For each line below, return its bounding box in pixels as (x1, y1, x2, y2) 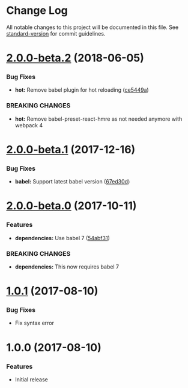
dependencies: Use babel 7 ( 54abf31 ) (14, 234, 110, 241)
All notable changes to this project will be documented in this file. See (6, 24, 179, 31)
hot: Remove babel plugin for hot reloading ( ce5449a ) (14, 86, 149, 94)
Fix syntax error (14, 319, 55, 326)
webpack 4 (14, 121, 43, 129)
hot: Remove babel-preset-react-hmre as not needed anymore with (14, 115, 183, 122)
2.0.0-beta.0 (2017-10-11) (6, 199, 137, 213)
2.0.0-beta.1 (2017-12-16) (6, 142, 136, 156)
